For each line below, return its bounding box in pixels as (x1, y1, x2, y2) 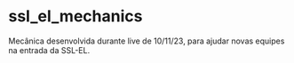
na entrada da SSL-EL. (8, 44, 91, 55)
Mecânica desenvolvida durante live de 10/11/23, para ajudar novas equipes (8, 35, 285, 46)
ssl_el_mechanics (8, 6, 143, 27)
